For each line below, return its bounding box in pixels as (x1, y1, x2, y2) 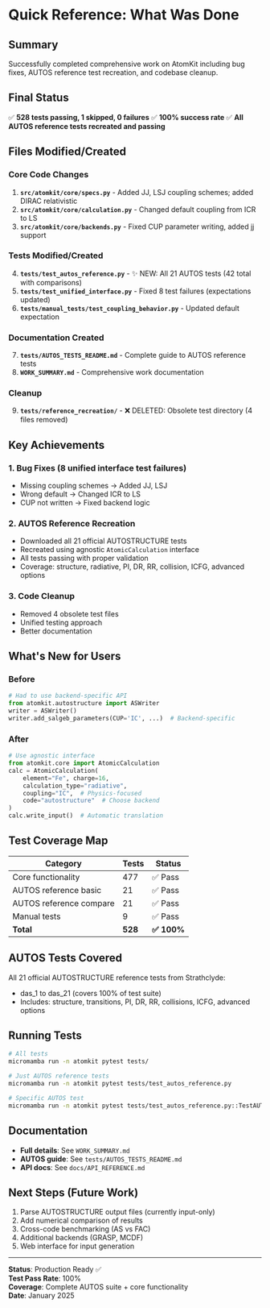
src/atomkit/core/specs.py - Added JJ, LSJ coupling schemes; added (19, 187, 254, 197)
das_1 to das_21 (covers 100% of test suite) (19, 988, 162, 998)
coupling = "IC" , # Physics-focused (22, 789, 142, 797)
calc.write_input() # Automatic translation (8, 812, 163, 820)
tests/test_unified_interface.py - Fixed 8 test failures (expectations (19, 286, 252, 296)
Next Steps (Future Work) (8, 1186, 139, 1199)
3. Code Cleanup (8, 591, 75, 602)
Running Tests (8, 1029, 82, 1043)
